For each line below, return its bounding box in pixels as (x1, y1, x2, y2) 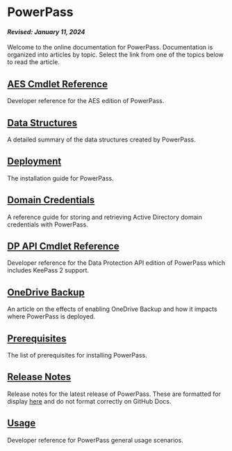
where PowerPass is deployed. (7, 312, 96, 321)
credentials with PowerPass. (7, 220, 88, 229)
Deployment (7, 155, 62, 167)
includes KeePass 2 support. (7, 266, 89, 275)
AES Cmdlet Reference (7, 78, 108, 90)
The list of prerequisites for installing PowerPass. (7, 351, 147, 360)
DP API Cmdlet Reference (7, 240, 119, 252)
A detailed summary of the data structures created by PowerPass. (7, 135, 196, 144)
